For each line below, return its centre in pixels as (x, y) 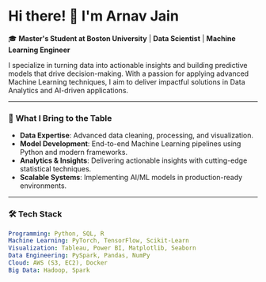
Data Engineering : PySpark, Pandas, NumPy (79, 256)
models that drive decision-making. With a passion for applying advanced (129, 73)
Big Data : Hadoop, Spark (49, 270)
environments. (43, 186)
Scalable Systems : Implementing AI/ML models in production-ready (131, 178)
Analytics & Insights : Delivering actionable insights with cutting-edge (133, 160)
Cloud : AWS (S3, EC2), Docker (58, 263)
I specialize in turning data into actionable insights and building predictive (128, 65)
